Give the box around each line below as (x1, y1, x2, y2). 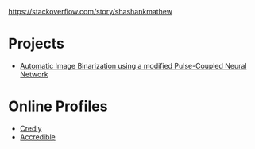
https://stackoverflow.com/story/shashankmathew (8, 7, 173, 16)
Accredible (19, 131, 56, 142)
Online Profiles (8, 97, 108, 116)
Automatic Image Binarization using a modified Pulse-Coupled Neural (19, 61, 247, 70)
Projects (8, 35, 65, 53)
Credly (19, 124, 42, 133)
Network (19, 69, 49, 79)
